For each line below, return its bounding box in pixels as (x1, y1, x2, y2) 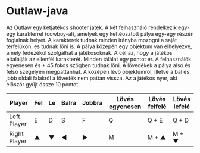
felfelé (148, 102, 167, 111)
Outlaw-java (6, 4, 68, 18)
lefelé (173, 102, 190, 111)
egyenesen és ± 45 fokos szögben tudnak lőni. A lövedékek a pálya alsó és (6, 61, 191, 69)
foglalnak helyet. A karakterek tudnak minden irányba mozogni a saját (6, 36, 177, 43)
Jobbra (82, 98, 103, 107)
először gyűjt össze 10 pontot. (6, 80, 80, 88)
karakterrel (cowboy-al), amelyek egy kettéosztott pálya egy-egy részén (17, 30, 194, 37)
